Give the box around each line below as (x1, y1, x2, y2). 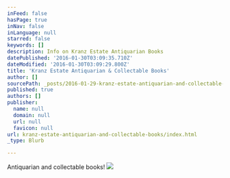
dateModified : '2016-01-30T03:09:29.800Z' (7, 61, 130, 68)
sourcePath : (7, 80, 41, 87)
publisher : (7, 99, 38, 106)
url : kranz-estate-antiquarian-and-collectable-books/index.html (7, 131, 197, 138)
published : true (7, 86, 53, 93)
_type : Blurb (7, 138, 44, 144)
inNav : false (7, 23, 44, 29)
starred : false (7, 36, 51, 42)
